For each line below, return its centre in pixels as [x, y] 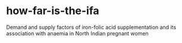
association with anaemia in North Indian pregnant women [77, 33]
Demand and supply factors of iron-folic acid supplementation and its [91, 27]
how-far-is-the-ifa [53, 11]
